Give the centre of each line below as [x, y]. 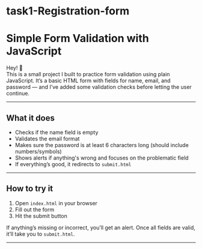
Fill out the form [35, 209]
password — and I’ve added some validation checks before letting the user [99, 87]
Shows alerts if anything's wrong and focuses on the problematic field [102, 158]
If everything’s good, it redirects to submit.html [73, 164]
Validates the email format [47, 139]
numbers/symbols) [38, 151]
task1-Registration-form [68, 11]
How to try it [30, 189]
